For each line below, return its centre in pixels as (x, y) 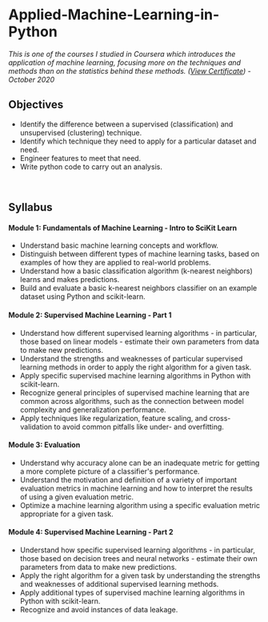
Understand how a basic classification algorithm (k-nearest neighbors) (136, 271)
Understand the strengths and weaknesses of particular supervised (131, 358)
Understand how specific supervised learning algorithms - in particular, (138, 550)
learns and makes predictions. (70, 280)
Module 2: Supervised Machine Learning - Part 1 (90, 315)
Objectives (36, 105)
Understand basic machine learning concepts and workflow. (119, 245)
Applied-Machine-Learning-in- (114, 15)
